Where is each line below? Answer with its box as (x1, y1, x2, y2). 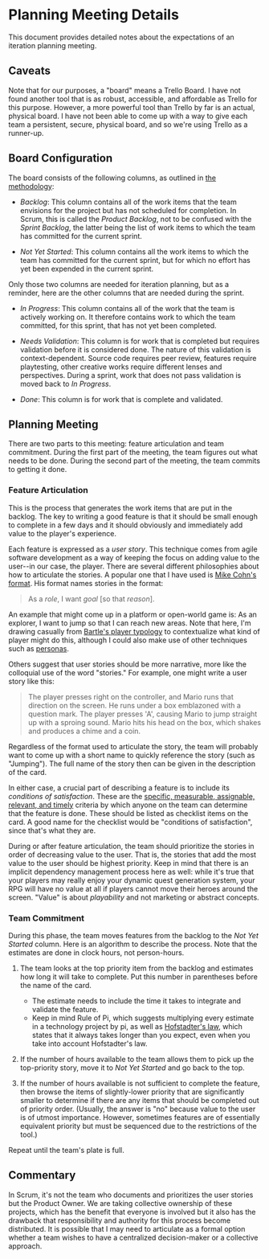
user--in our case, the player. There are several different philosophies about (8, 561, 259, 571)
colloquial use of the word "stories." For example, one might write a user (8, 667, 247, 677)
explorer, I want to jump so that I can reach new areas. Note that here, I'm (8, 617, 251, 628)
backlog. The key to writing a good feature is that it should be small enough (8, 511, 259, 521)
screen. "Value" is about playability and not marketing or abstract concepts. (8, 892, 259, 902)
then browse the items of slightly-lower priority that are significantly (19, 1087, 245, 1097)
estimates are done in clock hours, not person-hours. (8, 947, 185, 958)
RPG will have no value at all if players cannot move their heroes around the (8, 884, 259, 893)
